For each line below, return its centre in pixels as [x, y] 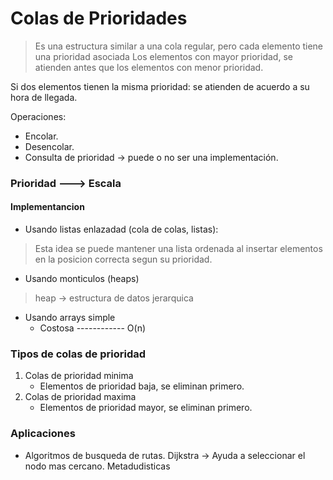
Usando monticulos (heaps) [82, 279]
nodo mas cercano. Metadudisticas [97, 466]
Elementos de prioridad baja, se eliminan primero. [142, 386]
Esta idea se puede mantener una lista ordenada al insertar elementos [178, 249]
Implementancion [47, 207]
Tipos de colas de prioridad [78, 354]
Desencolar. [49, 146]
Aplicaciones [43, 434]
